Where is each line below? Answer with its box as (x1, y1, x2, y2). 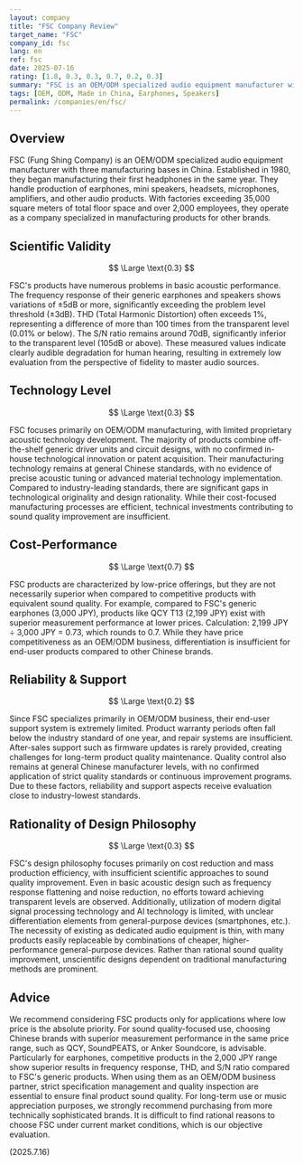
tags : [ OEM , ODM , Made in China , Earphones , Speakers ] (9, 89, 220, 98)
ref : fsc (9, 55, 42, 64)
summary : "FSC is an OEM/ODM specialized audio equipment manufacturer (9, 80, 284, 89)
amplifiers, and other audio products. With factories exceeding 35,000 (9, 193, 271, 204)
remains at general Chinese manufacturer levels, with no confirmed (9, 761, 260, 773)
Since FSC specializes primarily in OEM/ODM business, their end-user (9, 713, 271, 724)
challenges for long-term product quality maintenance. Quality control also (9, 752, 287, 763)
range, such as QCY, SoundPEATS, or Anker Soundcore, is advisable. (9, 1043, 267, 1054)
